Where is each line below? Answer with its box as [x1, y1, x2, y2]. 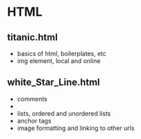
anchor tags [17, 116, 52, 125]
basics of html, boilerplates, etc [17, 49, 107, 58]
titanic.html [7, 31, 58, 43]
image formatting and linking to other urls [17, 124, 135, 132]
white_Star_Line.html [7, 77, 100, 88]
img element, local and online [17, 57, 101, 65]
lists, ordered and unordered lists [17, 109, 111, 117]
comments [17, 94, 47, 103]
